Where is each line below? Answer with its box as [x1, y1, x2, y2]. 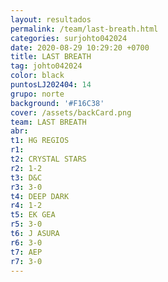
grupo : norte [10, 89, 65, 99]
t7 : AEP [10, 247, 43, 257]
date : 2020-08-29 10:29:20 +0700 [10, 42, 150, 53]
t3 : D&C [10, 172, 43, 183]
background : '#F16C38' [10, 98, 105, 108]
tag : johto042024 [10, 61, 83, 71]
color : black [10, 71, 65, 81]
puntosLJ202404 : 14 [10, 80, 92, 90]
